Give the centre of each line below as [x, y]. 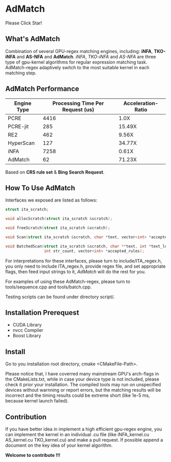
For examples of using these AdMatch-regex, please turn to [68, 281]
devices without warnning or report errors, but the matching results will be [83, 390]
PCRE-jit [18, 126]
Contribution [26, 417]
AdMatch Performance [42, 89]
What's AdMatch [33, 39]
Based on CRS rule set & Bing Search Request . [55, 172]
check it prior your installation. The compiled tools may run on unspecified [83, 385]
